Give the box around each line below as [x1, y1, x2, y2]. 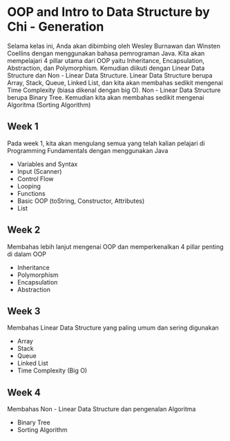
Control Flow [17, 174, 54, 183]
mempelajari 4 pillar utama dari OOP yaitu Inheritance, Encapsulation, [7, 56, 205, 64]
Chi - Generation [7, 19, 104, 35]
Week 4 [7, 386, 41, 398]
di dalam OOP [7, 250, 47, 258]
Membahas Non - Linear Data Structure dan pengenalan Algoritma [7, 405, 196, 413]
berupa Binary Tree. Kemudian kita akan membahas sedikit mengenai [7, 93, 204, 101]
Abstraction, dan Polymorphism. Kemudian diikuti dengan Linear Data [7, 64, 205, 72]
